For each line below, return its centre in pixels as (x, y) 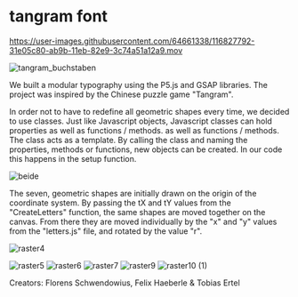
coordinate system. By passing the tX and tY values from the (120, 203)
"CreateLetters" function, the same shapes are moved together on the (137, 212)
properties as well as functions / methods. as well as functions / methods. (145, 130)
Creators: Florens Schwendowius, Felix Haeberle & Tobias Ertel (125, 283)
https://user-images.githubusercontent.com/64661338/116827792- (132, 41)
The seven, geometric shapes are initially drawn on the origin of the (133, 193)
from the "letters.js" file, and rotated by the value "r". (106, 231)
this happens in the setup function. (73, 158)
